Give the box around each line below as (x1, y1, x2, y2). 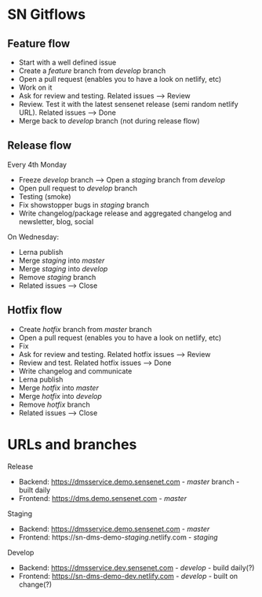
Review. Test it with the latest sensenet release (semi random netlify (18, 100, 238, 109)
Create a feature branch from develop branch (18, 66, 166, 76)
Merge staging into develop (18, 263, 108, 273)
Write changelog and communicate (18, 366, 133, 375)
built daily (18, 485, 51, 495)
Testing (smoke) (18, 191, 71, 201)
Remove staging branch (18, 272, 96, 282)
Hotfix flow (7, 304, 63, 317)
